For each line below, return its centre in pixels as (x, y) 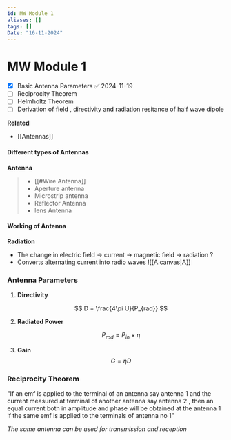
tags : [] (20, 26)
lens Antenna (53, 210)
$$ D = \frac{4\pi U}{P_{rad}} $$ (121, 308)
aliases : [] (24, 20)
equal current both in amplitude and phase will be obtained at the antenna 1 (114, 408)
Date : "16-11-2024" (35, 33)
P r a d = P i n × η (121, 336)
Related (18, 123)
